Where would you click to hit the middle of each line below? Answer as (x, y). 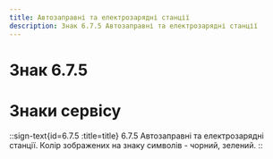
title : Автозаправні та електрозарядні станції (100, 17)
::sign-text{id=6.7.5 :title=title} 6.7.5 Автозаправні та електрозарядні (136, 136)
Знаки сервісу (65, 110)
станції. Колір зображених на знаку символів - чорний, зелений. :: (136, 145)
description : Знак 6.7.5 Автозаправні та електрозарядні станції (133, 26)
